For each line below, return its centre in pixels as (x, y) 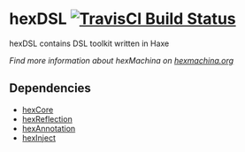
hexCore (38, 110)
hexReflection (47, 118)
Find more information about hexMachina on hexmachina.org (122, 60)
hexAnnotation (49, 128)
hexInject (38, 138)
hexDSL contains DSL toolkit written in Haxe (89, 43)
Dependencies (50, 88)
